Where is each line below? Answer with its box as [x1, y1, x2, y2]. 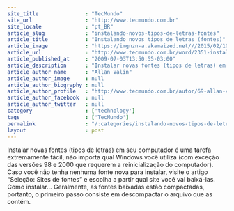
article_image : [7, 42, 89, 49]
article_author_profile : [7, 88, 89, 95]
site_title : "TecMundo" [7, 10, 123, 17]
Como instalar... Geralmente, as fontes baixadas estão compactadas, [7, 182, 205, 192]
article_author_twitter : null [7, 101, 104, 108]
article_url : [7, 49, 89, 56]
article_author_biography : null [7, 81, 104, 88]
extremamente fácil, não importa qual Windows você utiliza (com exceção [7, 153, 219, 162]
